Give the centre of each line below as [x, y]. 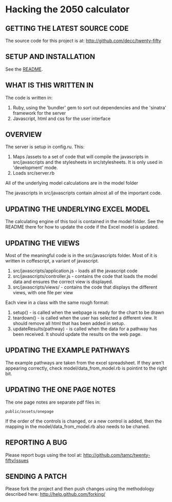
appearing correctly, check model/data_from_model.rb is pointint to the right [86, 368]
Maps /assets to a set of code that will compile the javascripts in [81, 157]
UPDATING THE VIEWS [42, 243]
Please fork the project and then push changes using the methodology [80, 489]
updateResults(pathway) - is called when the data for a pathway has [85, 329]
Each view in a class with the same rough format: [57, 303]
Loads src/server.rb [34, 173]
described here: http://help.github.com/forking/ [55, 494]
